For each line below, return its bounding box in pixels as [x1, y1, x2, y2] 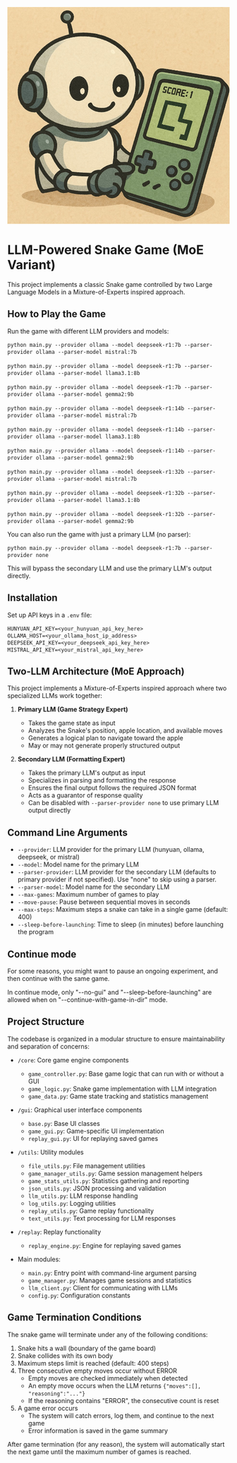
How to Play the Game [7, 308, 107, 320]
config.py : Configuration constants [28, 1291, 130, 1299]
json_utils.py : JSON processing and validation [28, 1184, 167, 1192]
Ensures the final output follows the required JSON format [28, 783, 197, 792]
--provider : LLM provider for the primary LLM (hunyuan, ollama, [17, 845, 205, 854]
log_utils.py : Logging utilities [28, 1199, 116, 1207]
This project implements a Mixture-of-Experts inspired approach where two [7, 684, 227, 692]
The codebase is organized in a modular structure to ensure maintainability [7, 1034, 226, 1043]
